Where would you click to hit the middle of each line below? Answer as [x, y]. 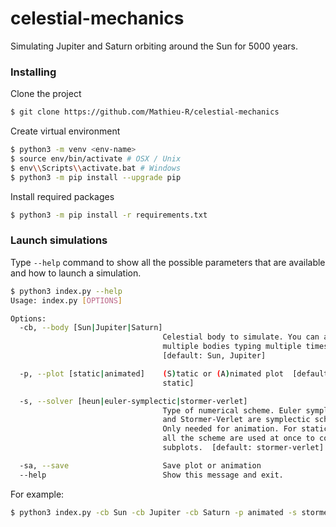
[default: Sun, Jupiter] [214, 356]
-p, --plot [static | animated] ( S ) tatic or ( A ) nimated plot [151, 373]
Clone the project [46, 94]
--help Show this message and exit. [151, 475]
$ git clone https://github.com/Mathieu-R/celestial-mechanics [145, 112]
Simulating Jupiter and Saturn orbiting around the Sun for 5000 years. [154, 46]
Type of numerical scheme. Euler [232, 410]
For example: [37, 494]
